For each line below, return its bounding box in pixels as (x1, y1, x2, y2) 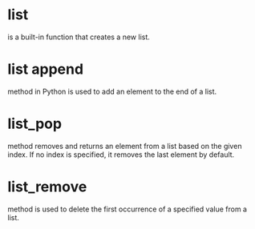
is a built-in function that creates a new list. (7, 32, 150, 42)
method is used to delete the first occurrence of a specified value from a (7, 204, 248, 214)
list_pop (7, 114, 62, 133)
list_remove (7, 178, 87, 195)
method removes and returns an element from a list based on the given (7, 141, 242, 151)
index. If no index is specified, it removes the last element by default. (7, 150, 235, 159)
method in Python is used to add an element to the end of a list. (7, 86, 217, 96)
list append (7, 60, 84, 78)
